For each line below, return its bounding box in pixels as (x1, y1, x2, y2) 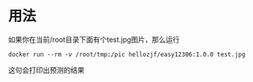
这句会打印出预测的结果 (8, 65, 85, 75)
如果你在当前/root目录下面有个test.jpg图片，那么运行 (8, 35, 180, 44)
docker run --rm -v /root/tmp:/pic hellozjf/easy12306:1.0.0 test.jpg (8, 50, 246, 58)
